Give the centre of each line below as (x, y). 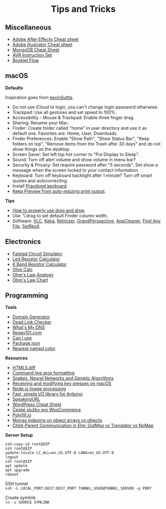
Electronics (23, 242)
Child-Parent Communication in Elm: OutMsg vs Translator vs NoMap (83, 426)
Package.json (26, 343)
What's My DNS (28, 327)
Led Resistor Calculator (36, 259)
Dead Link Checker (32, 322)
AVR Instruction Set (32, 55)
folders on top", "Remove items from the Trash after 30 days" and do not (86, 144)
